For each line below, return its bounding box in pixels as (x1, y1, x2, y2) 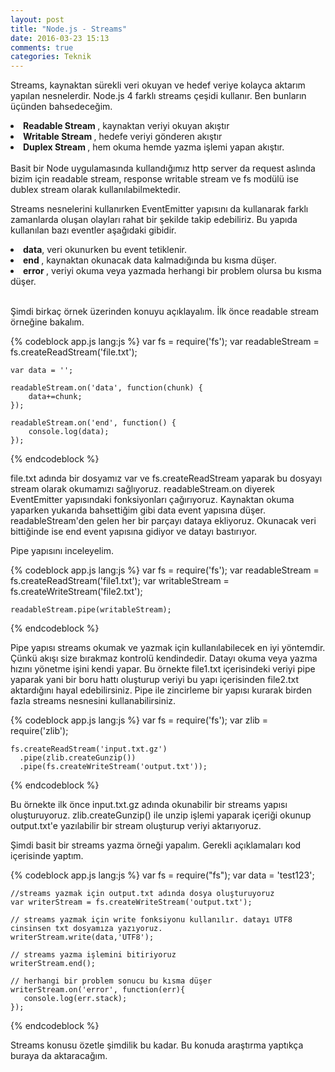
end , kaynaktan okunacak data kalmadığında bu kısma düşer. (23, 254, 277, 266)
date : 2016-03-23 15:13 (10, 33, 110, 43)
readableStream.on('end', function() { (10, 418, 177, 428)
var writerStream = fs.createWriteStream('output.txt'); (10, 897, 253, 908)
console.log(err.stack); (23, 994, 128, 1004)
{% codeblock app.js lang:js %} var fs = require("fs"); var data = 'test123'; (10, 869, 315, 881)
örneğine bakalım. (10, 316, 85, 328)
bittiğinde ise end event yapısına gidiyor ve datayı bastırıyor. (10, 526, 258, 538)
